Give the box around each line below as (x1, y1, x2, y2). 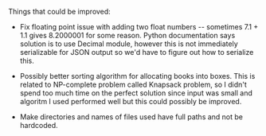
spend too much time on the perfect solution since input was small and (19, 88, 252, 98)
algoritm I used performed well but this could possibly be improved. (19, 97, 242, 106)
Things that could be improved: (8, 7, 111, 16)
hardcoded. (19, 121, 58, 130)
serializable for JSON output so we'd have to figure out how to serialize (19, 48, 254, 56)
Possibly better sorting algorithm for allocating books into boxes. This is (19, 72, 256, 80)
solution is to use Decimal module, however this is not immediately (19, 39, 239, 49)
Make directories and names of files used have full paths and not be (19, 112, 244, 122)
